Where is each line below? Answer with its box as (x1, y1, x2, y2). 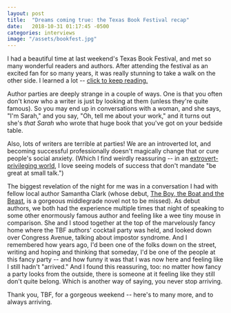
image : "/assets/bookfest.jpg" (7, 36, 97, 43)
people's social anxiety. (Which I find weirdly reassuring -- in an (7, 154, 189, 162)
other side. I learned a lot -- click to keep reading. (7, 76, 148, 85)
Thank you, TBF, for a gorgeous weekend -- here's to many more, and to (7, 290, 214, 299)
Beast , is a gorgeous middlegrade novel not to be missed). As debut (7, 197, 200, 205)
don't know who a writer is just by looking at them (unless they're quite (7, 97, 209, 105)
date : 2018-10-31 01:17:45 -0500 (7, 23, 110, 30)
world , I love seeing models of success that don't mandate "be (38, 162, 217, 170)
